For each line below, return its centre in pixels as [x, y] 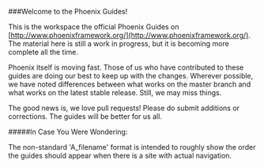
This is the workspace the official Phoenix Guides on [94, 27]
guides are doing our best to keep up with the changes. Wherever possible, [131, 76]
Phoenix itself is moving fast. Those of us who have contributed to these [126, 67]
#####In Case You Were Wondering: [68, 132]
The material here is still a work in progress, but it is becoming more [119, 44]
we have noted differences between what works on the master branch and [130, 84]
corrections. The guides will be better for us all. [85, 116]
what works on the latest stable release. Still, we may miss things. [115, 93]
